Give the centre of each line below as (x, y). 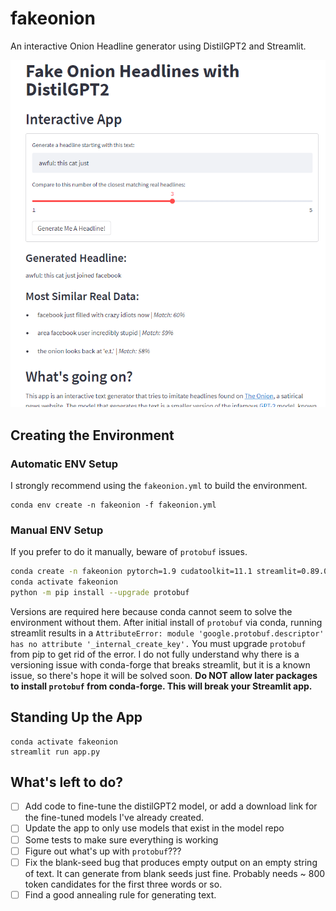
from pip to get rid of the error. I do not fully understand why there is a (155, 654)
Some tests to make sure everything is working (121, 839)
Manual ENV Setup (57, 530)
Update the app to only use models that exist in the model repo (154, 828)
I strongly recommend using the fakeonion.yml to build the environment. (159, 485)
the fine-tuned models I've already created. (114, 818)
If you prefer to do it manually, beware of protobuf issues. (129, 552)
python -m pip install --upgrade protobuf (100, 592)
